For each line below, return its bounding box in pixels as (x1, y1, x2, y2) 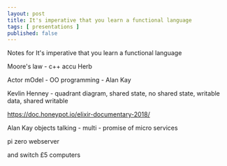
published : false (7, 29, 58, 37)
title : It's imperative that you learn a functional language (7, 17, 192, 24)
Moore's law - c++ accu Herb (7, 62, 93, 70)
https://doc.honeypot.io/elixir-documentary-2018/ (7, 110, 150, 119)
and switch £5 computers (7, 151, 81, 159)
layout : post (7, 10, 45, 17)
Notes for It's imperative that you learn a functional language (7, 49, 182, 57)
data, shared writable (7, 97, 68, 105)
